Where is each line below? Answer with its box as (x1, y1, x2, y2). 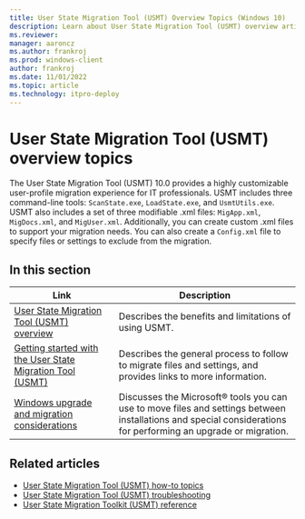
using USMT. (118, 322, 174, 334)
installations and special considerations (118, 414, 287, 426)
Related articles (9, 455, 100, 471)
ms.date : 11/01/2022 (9, 73, 88, 82)
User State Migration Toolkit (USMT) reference (22, 499, 198, 510)
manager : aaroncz (9, 38, 75, 48)
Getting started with (14, 342, 99, 354)
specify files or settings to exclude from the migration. (9, 235, 212, 246)
